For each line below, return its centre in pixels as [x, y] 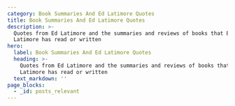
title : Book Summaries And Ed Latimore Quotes [76, 20]
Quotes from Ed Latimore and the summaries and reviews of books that [119, 33]
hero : [15, 46]
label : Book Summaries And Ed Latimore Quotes [83, 53]
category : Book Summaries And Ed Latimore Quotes [81, 14]
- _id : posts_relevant [47, 91]
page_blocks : [26, 85]
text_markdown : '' [41, 78]
